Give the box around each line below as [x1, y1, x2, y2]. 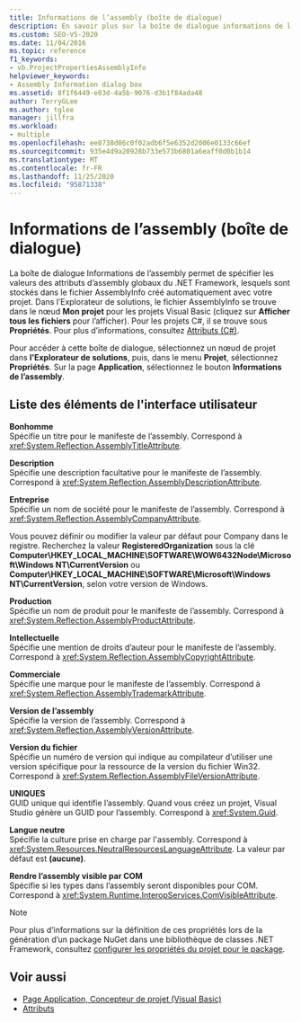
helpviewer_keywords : [9, 72, 91, 81]
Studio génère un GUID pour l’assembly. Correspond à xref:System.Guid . [9, 806, 279, 818]
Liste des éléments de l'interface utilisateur [9, 397, 258, 413]
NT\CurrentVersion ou [55, 559, 141, 570]
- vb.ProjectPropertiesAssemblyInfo [9, 64, 146, 73]
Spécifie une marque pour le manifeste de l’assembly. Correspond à [9, 678, 261, 689]
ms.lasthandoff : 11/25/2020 [9, 172, 115, 181]
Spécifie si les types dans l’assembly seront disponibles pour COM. [9, 880, 259, 891]
